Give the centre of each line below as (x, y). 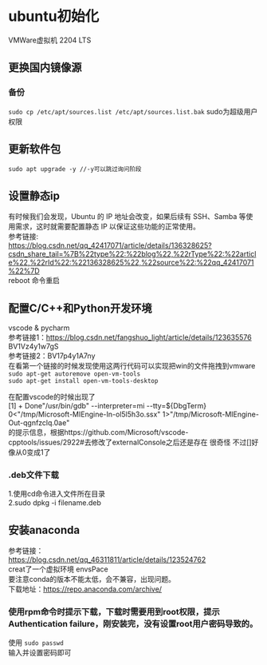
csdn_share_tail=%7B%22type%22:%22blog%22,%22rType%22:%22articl (132, 254)
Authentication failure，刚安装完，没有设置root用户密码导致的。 (133, 624)
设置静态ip (34, 195)
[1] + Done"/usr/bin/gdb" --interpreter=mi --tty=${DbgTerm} (108, 406)
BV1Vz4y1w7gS (33, 346)
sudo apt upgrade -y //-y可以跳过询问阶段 (75, 169)
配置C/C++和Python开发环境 (80, 308)
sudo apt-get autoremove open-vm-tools (75, 374)
